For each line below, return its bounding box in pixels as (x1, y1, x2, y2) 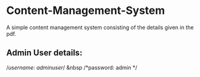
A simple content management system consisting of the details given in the (6, 24, 194, 31)
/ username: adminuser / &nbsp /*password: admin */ (6, 64, 138, 71)
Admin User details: (6, 48, 83, 58)
